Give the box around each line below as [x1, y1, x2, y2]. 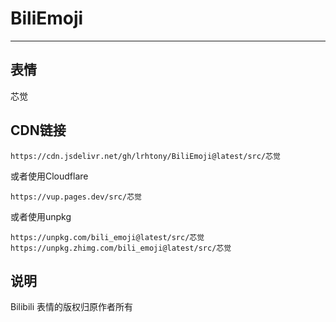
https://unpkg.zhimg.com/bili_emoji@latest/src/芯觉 [10, 243, 232, 253]
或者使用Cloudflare [10, 170, 89, 182]
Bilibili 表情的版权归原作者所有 [10, 301, 134, 313]
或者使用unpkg [10, 210, 72, 222]
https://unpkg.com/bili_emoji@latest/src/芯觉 [10, 232, 205, 242]
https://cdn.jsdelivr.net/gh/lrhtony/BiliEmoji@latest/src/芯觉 [10, 151, 281, 161]
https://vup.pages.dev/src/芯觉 [10, 192, 142, 202]
